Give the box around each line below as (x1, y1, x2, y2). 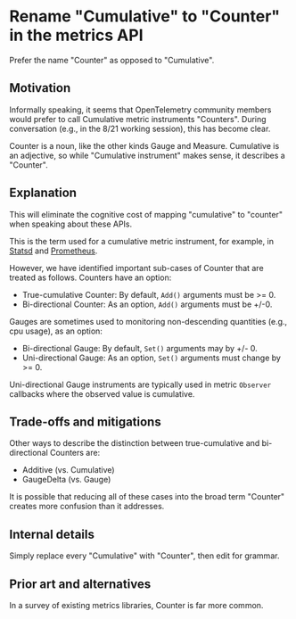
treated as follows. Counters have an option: (9, 272, 172, 283)
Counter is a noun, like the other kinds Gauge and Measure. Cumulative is (9, 140, 280, 151)
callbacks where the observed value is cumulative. (9, 388, 195, 399)
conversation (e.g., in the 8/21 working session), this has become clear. (9, 123, 271, 134)
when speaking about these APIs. (9, 219, 133, 229)
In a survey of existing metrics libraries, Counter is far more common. (9, 600, 264, 610)
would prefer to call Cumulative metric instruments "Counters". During (9, 113, 267, 124)
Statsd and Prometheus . (9, 245, 98, 256)
